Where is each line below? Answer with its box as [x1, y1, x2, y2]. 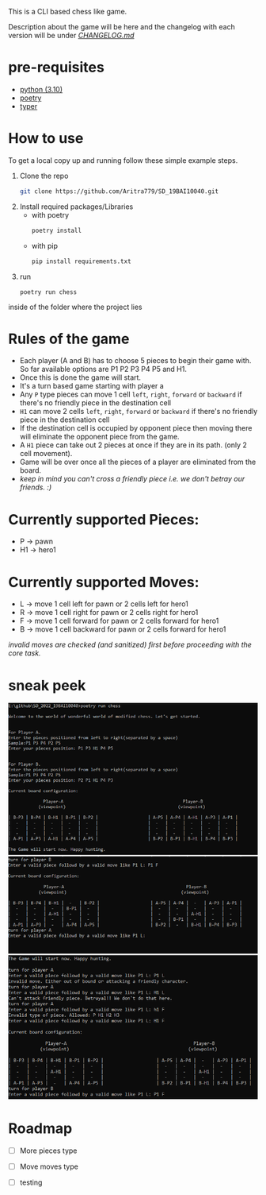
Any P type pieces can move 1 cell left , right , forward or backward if [19, 389, 243, 400]
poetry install [31, 226, 82, 234]
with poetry [31, 210, 70, 219]
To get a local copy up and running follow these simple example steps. [8, 155, 238, 165]
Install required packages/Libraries [19, 202, 134, 211]
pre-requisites [8, 59, 104, 76]
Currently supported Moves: [8, 573, 199, 591]
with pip [31, 241, 58, 250]
